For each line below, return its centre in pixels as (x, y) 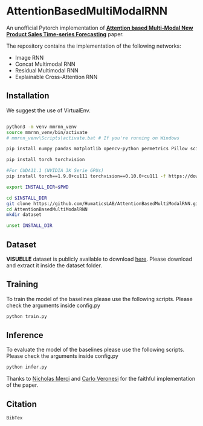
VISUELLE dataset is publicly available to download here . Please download (99, 259)
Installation (28, 96)
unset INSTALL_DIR (29, 226)
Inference (25, 335)
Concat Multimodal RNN (45, 64)
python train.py (27, 316)
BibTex (14, 418)
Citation (22, 404)
